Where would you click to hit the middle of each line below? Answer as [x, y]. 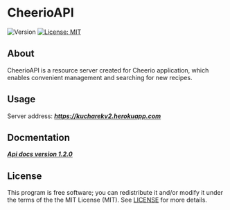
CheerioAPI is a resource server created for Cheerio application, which [108, 70]
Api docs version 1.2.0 [40, 154]
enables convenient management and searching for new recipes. [100, 77]
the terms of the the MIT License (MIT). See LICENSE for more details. [107, 200]
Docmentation [39, 137]
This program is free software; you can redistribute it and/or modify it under [115, 193]
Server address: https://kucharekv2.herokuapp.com [84, 116]
